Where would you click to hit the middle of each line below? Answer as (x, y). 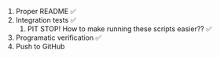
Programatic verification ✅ (59, 37)
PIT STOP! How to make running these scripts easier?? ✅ (119, 29)
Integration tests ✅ (46, 20)
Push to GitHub (40, 46)
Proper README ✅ (46, 11)
